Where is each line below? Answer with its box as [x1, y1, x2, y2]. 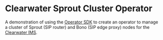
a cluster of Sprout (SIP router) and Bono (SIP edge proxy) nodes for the [5, 24, 150, 30]
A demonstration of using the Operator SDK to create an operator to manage [5, 19, 158, 25]
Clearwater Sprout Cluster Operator [5, 3, 152, 14]
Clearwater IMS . [5, 29, 37, 35]
